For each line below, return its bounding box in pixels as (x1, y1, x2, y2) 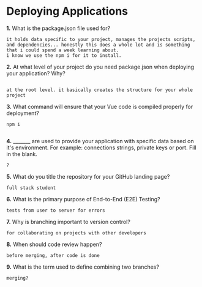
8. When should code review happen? (6, 240, 102, 248)
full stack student (6, 185, 56, 191)
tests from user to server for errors (6, 207, 105, 214)
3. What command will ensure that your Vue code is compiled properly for (6, 103, 193, 110)
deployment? (6, 109, 40, 117)
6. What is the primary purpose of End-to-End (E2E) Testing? (6, 195, 160, 203)
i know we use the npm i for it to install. (6, 52, 122, 59)
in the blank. (6, 150, 38, 157)
